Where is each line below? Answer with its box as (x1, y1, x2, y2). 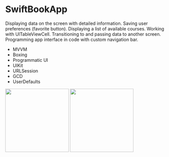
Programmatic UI (12, 57, 48, 63)
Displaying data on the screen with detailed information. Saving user (5, 20, 148, 26)
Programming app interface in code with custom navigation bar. (5, 36, 139, 43)
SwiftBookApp (5, 4, 67, 15)
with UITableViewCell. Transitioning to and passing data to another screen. (5, 31, 161, 37)
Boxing (12, 52, 27, 58)
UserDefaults (12, 78, 41, 85)
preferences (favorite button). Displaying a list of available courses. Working (5, 25, 164, 31)
